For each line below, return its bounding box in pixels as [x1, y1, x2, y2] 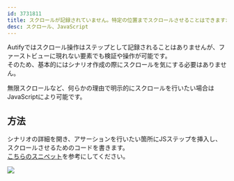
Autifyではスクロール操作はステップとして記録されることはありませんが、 [7, 43, 219, 52]
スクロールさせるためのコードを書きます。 [7, 143, 129, 152]
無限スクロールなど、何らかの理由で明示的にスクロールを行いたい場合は [7, 84, 214, 93]
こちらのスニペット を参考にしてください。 [7, 152, 130, 161]
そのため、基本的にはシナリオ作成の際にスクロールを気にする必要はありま [7, 61, 221, 69]
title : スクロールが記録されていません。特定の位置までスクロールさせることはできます [7, 17, 226, 24]
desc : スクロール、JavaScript [7, 23, 88, 30]
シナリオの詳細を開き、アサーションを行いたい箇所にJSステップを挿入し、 [7, 135, 221, 143]
